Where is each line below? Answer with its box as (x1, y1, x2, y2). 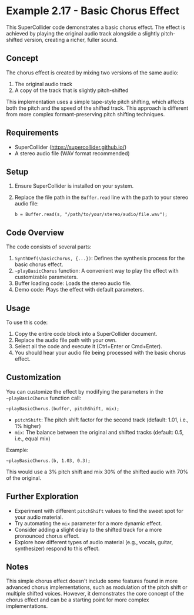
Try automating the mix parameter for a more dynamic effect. (14, 519, 163, 526)
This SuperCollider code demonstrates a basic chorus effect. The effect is (6, 24, 186, 31)
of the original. (6, 474, 42, 482)
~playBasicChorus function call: (6, 394, 81, 401)
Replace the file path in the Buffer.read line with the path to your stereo (14, 194, 189, 201)
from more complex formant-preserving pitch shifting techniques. (6, 110, 165, 117)
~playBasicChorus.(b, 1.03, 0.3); (6, 457, 91, 464)
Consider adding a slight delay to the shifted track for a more (14, 526, 162, 533)
